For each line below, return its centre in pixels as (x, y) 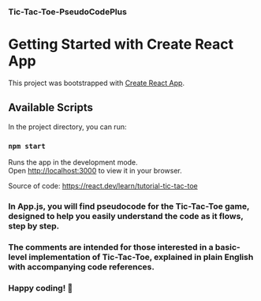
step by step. (34, 225)
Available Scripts (50, 108)
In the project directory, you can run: (67, 126)
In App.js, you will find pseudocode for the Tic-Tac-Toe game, (129, 206)
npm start (27, 146)
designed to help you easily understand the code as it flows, (126, 216)
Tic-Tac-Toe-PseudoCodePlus (68, 12)
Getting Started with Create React (121, 45)
